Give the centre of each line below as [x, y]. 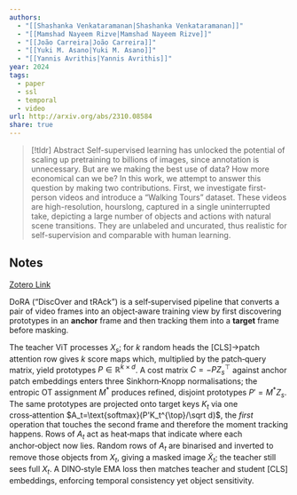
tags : [19, 76]
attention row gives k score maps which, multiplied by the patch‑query [138, 359]
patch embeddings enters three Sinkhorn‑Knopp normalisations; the [133, 381]
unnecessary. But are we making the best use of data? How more [150, 169]
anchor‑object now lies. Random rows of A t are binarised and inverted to [141, 447]
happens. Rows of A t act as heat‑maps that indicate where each [126, 435]
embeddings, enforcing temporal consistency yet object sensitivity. [132, 480]
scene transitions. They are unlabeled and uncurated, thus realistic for [159, 226]
